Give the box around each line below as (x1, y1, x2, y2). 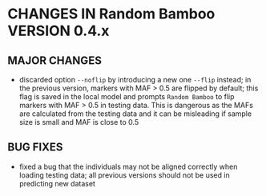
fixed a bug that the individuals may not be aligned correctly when (18, 162, 238, 171)
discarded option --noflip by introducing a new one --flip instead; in (18, 75, 252, 84)
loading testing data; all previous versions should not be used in (18, 170, 230, 180)
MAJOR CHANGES (7, 54, 102, 67)
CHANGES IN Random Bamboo (7, 5, 216, 23)
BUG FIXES (7, 141, 63, 154)
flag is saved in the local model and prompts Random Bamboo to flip (18, 92, 235, 101)
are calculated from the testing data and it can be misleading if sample (18, 109, 252, 118)
